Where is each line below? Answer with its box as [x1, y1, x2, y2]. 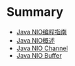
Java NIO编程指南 [16, 27, 67, 36]
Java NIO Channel [16, 44, 68, 52]
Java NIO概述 [16, 36, 56, 45]
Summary [6, 4, 63, 20]
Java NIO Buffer [16, 51, 63, 59]
